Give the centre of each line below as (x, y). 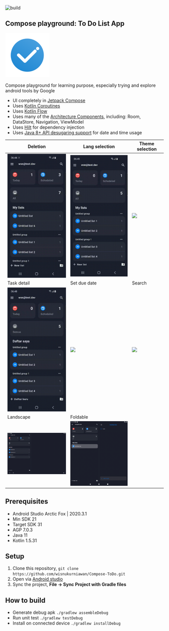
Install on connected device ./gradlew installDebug (66, 623)
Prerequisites (27, 502)
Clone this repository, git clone (46, 568)
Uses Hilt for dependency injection (48, 127)
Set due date (83, 283)
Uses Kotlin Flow (30, 111)
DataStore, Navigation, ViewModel (48, 122)
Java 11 (20, 535)
